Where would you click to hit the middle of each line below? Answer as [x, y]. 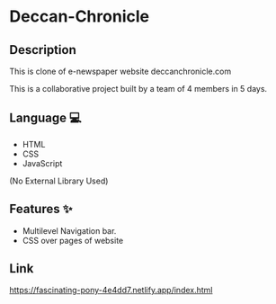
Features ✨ [41, 209]
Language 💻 [45, 118]
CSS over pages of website [73, 240]
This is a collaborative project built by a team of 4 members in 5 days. [138, 89]
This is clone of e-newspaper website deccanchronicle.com [120, 71]
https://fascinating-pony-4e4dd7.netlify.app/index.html [111, 291]
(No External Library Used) [59, 181]
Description [43, 50]
